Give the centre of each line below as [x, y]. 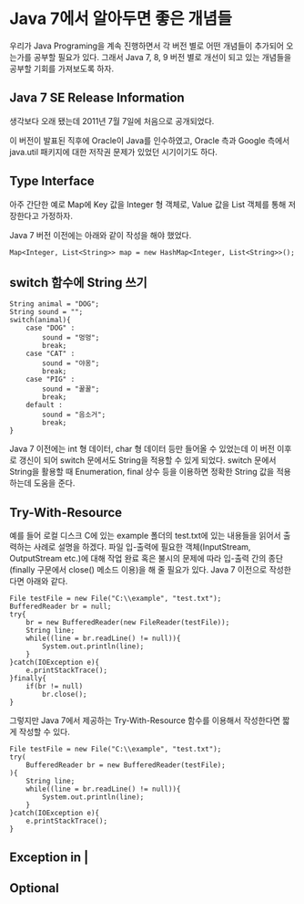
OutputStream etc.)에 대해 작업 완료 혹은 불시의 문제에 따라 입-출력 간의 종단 [147, 559]
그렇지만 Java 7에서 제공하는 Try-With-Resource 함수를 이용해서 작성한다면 [145, 720]
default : [45, 405]
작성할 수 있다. [45, 732]
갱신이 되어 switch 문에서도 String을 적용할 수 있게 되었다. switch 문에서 [147, 460]
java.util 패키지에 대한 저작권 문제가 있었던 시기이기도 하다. [114, 152]
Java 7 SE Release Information [97, 98]
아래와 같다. [47, 582]
